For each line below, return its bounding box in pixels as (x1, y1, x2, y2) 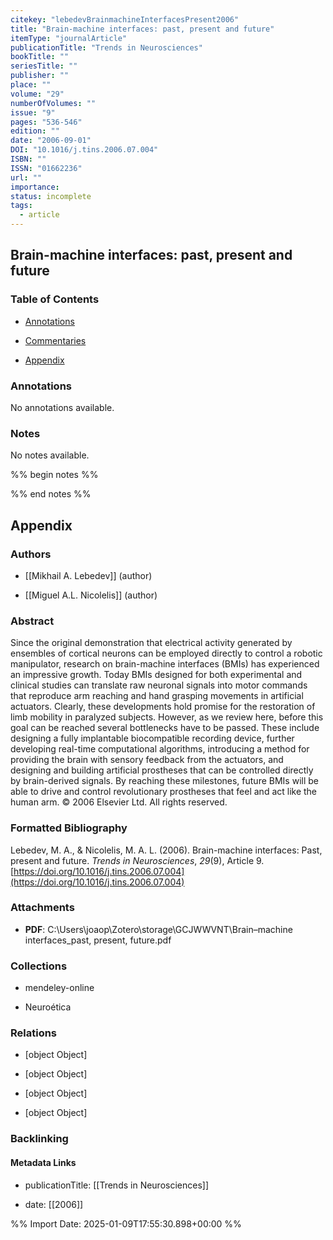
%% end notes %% (10, 488, 92, 500)
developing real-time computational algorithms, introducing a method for (10, 743, 310, 755)
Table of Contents (10, 292, 100, 306)
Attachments (10, 901, 75, 915)
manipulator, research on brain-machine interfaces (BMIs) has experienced (10, 658, 320, 670)
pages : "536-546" (10, 117, 83, 127)
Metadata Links (10, 1156, 77, 1168)
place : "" (10, 80, 52, 90)
